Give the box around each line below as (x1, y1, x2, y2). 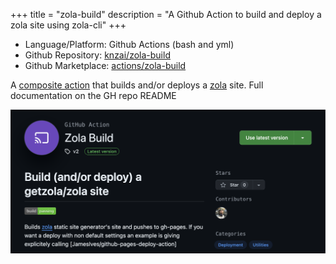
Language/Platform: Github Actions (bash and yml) (24, 39, 235, 50)
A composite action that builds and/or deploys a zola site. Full (10, 79, 264, 91)
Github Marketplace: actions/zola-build (24, 60, 187, 71)
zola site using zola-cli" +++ (10, 19, 127, 31)
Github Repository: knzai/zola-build (24, 49, 171, 61)
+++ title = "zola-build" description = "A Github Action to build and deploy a (10, 9, 322, 20)
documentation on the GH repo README (10, 90, 177, 101)
